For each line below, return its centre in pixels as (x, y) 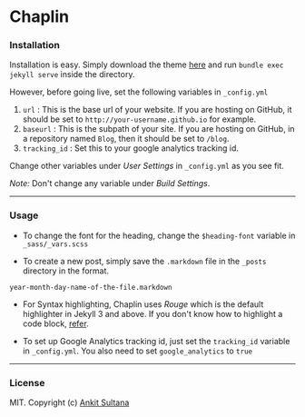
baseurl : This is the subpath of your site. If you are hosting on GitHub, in (158, 129)
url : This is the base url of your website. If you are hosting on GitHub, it (157, 110)
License (27, 382)
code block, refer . (55, 323)
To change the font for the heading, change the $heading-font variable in (159, 235)
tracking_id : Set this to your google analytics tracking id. (130, 148)
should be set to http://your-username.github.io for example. (139, 119)
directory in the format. (66, 271)
